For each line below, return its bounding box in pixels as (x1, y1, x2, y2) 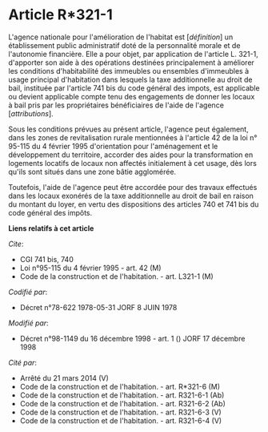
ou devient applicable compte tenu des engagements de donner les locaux (8, 91, 255, 101)
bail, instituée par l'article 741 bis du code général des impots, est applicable (8, 83, 260, 93)
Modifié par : (8, 318, 50, 328)
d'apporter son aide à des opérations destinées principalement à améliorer (8, 58, 254, 67)
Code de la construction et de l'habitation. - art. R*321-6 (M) (19, 382, 220, 391)
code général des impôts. (8, 208, 93, 217)
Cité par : (8, 357, 38, 367)
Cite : (8, 239, 24, 248)
